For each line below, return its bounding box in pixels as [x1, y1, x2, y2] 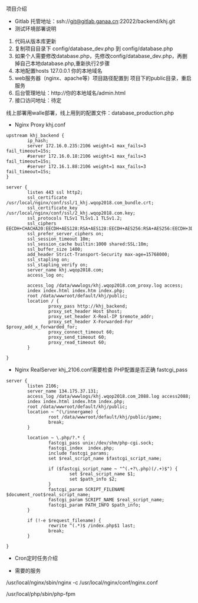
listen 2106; [27, 383, 60, 389]
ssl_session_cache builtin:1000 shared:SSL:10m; [27, 241, 149, 247]
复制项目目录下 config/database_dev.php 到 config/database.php [14, 45, 173, 52]
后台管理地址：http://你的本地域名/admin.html [14, 89, 126, 96]
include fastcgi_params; [48, 450, 110, 456]
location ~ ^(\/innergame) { [27, 409, 99, 415]
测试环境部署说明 [14, 25, 57, 32]
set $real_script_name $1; [69, 471, 136, 477]
